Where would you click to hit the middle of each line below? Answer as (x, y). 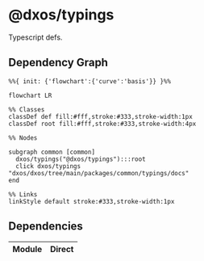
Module (27, 249)
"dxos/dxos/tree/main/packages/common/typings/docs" (99, 173)
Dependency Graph (58, 63)
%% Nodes (23, 138)
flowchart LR (30, 95)
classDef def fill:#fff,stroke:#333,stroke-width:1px (101, 116)
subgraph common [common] (52, 152)
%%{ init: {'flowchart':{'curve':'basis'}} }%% (90, 81)
